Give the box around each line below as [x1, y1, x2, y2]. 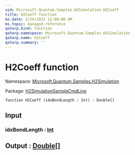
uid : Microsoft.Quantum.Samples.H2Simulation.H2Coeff [5, 7, 120, 13]
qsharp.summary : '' [5, 40, 46, 45]
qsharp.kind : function [5, 26, 52, 31]
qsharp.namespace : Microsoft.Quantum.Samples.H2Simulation [5, 31, 131, 36]
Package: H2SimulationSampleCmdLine [5, 88, 87, 94]
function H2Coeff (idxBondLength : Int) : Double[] [5, 97, 115, 103]
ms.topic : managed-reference [5, 21, 66, 27]
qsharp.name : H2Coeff [5, 36, 50, 41]
